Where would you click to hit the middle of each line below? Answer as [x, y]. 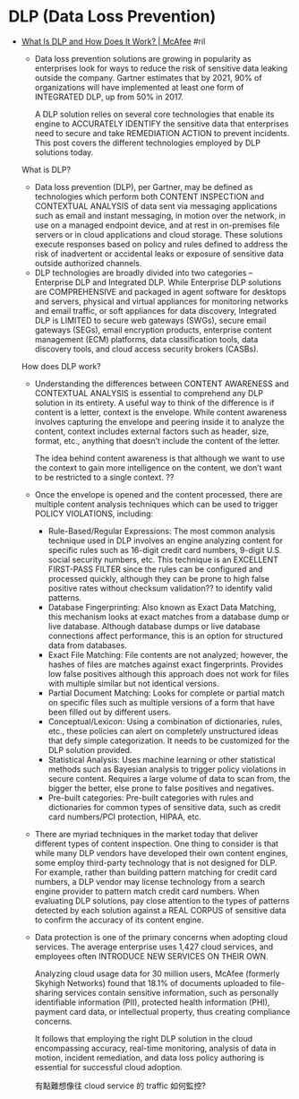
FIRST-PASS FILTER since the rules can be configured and [155, 569]
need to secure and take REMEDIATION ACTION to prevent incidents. [162, 133]
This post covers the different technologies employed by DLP [148, 143]
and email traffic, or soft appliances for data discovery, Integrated [155, 310]
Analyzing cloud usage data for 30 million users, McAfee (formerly [157, 974]
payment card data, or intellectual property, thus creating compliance [162, 1011]
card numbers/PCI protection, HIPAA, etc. [125, 817]
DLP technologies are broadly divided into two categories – [144, 273]
